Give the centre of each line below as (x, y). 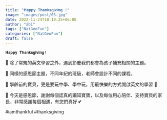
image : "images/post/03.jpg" (36, 15)
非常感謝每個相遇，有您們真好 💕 (48, 101)
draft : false (19, 39)
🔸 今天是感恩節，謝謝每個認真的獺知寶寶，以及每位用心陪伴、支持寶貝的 (81, 95)
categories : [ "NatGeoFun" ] (34, 34)
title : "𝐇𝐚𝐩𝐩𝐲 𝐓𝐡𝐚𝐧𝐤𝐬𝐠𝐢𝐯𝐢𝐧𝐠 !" (37, 10)
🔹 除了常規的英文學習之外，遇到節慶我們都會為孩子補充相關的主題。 (77, 62)
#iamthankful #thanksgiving (35, 112)
